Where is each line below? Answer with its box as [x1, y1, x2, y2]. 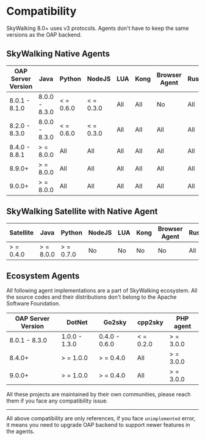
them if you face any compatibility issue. [6, 397, 108, 404]
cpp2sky [137, 318, 164, 327]
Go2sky [103, 318, 127, 327]
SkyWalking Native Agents [6, 49, 110, 59]
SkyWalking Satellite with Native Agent [6, 206, 158, 217]
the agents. [6, 428, 35, 435]
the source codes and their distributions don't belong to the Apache [6, 293, 177, 301]
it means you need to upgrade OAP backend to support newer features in [6, 421, 190, 429]
